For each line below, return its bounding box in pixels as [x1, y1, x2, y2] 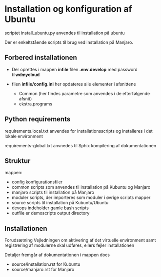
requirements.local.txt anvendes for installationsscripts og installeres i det [4, 128, 153, 134]
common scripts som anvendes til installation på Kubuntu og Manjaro [11, 184, 151, 190]
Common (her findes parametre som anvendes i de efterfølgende [19, 90, 150, 96]
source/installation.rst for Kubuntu [11, 261, 80, 267]
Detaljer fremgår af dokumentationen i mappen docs [4, 252, 110, 258]
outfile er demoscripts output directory [11, 210, 90, 216]
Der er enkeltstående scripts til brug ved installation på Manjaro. [4, 39, 134, 45]
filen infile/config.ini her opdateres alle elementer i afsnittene [11, 81, 136, 87]
